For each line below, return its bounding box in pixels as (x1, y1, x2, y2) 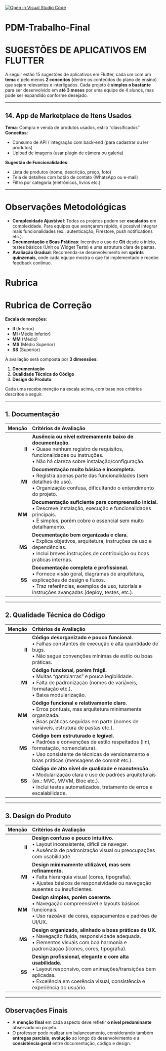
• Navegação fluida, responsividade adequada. (32, 933, 141, 940)
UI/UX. (32, 919, 48, 925)
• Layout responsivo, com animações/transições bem (32, 965, 156, 972)
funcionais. (32, 906, 58, 913)
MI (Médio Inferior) (12, 331, 51, 337)
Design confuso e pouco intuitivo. (32, 834, 114, 841)
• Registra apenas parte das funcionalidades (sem (32, 472, 149, 479)
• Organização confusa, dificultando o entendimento (32, 484, 154, 491)
